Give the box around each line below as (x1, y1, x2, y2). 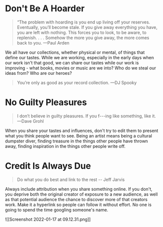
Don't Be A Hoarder (5, 3, 85, 14)
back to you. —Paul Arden (17, 40, 70, 45)
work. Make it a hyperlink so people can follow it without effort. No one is (5, 202, 152, 207)
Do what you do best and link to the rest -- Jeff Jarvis (17, 177, 125, 182)
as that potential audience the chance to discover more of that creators (5, 196, 147, 202)
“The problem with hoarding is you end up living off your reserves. (17, 19, 150, 25)
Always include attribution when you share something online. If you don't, (5, 186, 152, 192)
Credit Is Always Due (5, 160, 91, 172)
